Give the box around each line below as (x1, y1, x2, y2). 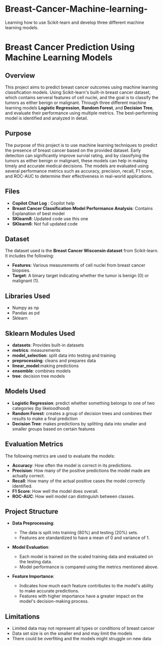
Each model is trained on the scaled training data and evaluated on (19, 554, 153, 559)
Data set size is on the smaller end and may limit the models (12, 630, 133, 636)
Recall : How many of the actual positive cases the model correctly (12, 478, 145, 484)
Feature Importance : (12, 574, 54, 579)
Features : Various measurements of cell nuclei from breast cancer (12, 262, 145, 268)
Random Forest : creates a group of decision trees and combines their (12, 410, 152, 416)
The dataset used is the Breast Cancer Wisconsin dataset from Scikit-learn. (5, 248, 159, 254)
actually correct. (12, 472, 45, 478)
